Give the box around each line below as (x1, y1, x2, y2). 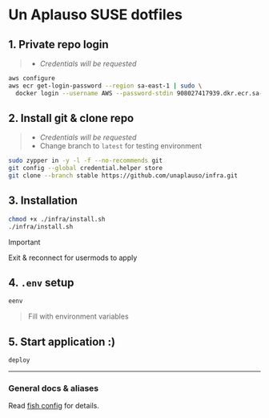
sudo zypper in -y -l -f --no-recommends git (8, 156, 163, 165)
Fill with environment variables (27, 311, 130, 322)
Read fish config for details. (8, 401, 100, 411)
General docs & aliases (8, 383, 99, 394)
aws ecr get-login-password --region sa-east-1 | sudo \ (8, 82, 203, 90)
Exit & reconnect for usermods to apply (8, 253, 138, 262)
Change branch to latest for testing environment (39, 141, 203, 151)
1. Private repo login (8, 38, 110, 51)
